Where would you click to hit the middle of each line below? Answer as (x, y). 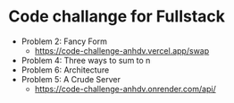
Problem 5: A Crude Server (71, 79)
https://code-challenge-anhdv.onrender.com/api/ (125, 89)
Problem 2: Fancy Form (64, 41)
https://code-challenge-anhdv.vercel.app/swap (122, 50)
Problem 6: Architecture (65, 70)
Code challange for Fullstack (117, 17)
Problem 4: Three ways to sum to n (86, 60)
